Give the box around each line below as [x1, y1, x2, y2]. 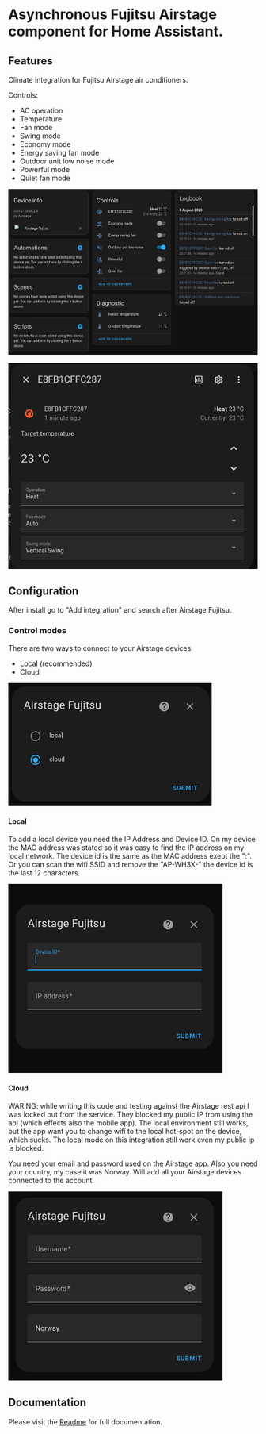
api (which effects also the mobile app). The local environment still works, [8, 1118, 249, 1128]
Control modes [8, 625, 67, 636]
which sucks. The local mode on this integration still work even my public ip [8, 1135, 255, 1144]
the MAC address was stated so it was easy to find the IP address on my [8, 843, 245, 852]
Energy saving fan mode [19, 148, 100, 157]
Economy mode [19, 140, 71, 148]
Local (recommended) [19, 659, 93, 668]
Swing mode [19, 131, 61, 140]
